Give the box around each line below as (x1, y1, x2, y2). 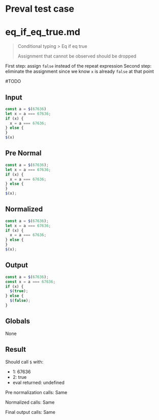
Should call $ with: (5, 358, 44, 365)
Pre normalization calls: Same (5, 389, 68, 395)
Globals (5, 317, 30, 326)
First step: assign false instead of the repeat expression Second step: (5, 63, 151, 69)
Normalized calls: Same (5, 399, 55, 405)
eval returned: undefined (12, 379, 65, 385)
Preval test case (5, 3, 75, 15)
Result (5, 345, 26, 354)
